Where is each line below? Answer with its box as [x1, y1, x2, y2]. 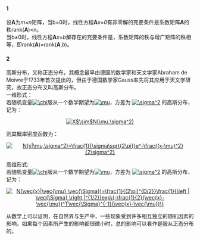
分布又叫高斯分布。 [32, 84, 79, 91]
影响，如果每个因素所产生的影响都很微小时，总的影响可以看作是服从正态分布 [6, 220, 194, 227]
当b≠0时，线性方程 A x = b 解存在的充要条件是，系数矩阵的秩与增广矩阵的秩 [6, 33, 186, 41]
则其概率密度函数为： [6, 130, 58, 138]
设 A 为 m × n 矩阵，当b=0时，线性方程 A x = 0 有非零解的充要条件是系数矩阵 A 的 [6, 18, 189, 26]
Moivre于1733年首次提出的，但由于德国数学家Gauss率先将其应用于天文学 [6, 76, 186, 83]
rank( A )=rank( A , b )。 [21, 41, 73, 48]
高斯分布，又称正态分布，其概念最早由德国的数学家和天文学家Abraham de [6, 69, 187, 76]
